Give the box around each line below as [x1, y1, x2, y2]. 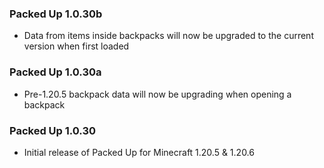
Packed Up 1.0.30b [9, 7, 103, 21]
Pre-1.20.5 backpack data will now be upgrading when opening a [23, 88, 292, 100]
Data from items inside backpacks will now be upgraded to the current [23, 30, 314, 42]
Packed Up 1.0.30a [9, 65, 102, 79]
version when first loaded [23, 40, 130, 52]
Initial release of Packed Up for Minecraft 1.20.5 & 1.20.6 [23, 146, 255, 158]
